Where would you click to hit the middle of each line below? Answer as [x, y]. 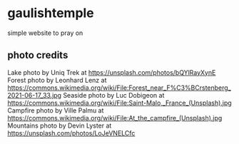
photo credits [38, 55]
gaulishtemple [51, 13]
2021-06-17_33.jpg [35, 95]
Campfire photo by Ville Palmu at [56, 110]
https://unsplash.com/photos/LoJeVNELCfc [71, 133]
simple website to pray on [45, 33]
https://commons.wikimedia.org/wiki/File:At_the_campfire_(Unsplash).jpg [115, 118]
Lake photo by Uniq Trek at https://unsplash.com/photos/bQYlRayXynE [112, 72]
